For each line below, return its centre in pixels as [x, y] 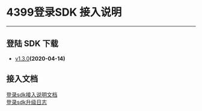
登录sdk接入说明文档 [32, 94]
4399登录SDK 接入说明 [64, 12]
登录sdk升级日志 [26, 102]
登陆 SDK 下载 [32, 43]
